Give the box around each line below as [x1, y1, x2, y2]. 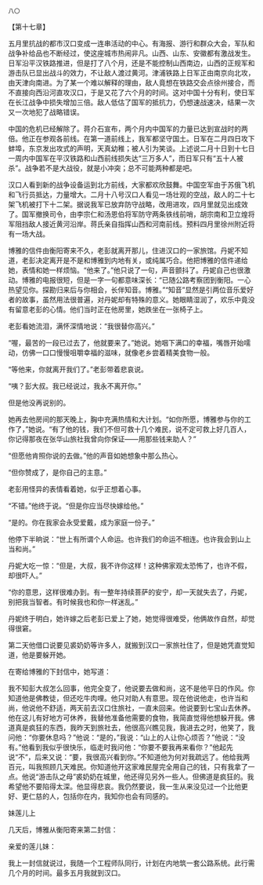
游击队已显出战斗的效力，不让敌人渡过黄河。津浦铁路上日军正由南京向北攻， [8, 68, 255, 77]
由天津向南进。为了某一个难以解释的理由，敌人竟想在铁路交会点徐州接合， [8, 78, 248, 87]
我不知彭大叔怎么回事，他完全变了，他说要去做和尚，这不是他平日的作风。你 [8, 684, 255, 693]
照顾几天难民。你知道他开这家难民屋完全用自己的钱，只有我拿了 [41, 762, 248, 771]
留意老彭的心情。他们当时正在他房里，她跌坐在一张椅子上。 [14, 305, 207, 314]
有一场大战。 [8, 229, 49, 238]
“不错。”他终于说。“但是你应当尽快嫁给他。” [8, 501, 144, 510]
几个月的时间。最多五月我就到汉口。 [8, 869, 125, 877]
